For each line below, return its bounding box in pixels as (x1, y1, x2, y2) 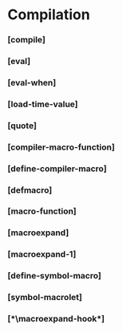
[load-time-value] (7, 98, 78, 110)
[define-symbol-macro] (7, 270, 101, 282)
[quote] (7, 120, 38, 131)
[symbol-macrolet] (7, 292, 83, 303)
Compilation (7, 6, 90, 24)
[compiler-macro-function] (7, 142, 115, 153)
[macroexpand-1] (7, 249, 77, 260)
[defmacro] (7, 184, 53, 195)
